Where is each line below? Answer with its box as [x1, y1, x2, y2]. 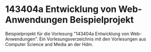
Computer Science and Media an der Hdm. [5, 41, 93, 47]
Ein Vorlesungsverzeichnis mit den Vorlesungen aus [39, 36, 146, 42]
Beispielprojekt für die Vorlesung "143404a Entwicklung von [5, 30, 129, 36]
